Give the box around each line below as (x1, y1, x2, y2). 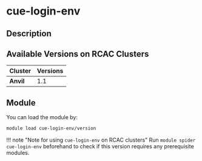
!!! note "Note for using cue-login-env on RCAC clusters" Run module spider (6, 136, 196, 143)
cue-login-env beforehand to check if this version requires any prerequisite (6, 143, 194, 150)
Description (6, 28, 52, 39)
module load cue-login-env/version (6, 125, 96, 131)
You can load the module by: (6, 114, 78, 121)
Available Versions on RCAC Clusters (6, 48, 149, 59)
